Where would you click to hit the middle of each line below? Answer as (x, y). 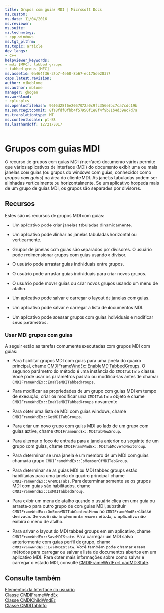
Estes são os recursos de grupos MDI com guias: (55, 216)
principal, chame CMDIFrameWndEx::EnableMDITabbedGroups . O (79, 366)
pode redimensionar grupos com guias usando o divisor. (69, 255)
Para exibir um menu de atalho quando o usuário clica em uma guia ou (83, 501)
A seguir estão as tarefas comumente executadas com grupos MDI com (78, 346)
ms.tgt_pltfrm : (21, 42)
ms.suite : (15, 28)
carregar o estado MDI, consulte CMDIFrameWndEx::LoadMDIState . (81, 562)
